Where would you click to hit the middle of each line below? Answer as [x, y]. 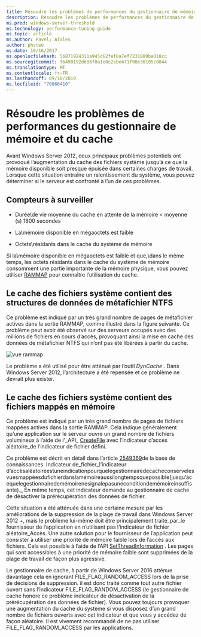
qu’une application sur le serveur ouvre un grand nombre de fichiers [90, 434]
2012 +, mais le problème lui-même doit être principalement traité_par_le [96, 521]
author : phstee [25, 45]
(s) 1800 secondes [38, 221]
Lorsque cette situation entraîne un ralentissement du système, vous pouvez [100, 175]
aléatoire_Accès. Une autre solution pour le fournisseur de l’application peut [100, 533]
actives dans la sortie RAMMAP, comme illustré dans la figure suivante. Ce [98, 323]
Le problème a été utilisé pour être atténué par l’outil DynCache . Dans [93, 366]
